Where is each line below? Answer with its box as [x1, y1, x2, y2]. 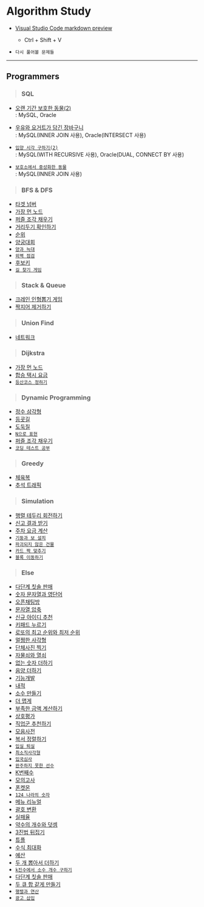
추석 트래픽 [15, 481, 42, 489]
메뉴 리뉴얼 [15, 798, 42, 805]
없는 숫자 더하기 [15, 659, 53, 666]
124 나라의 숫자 [15, 792, 50, 798]
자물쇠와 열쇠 [15, 652, 47, 658]
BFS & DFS [21, 186, 53, 194]
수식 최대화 [15, 844, 42, 851]
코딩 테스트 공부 [15, 445, 50, 451]
